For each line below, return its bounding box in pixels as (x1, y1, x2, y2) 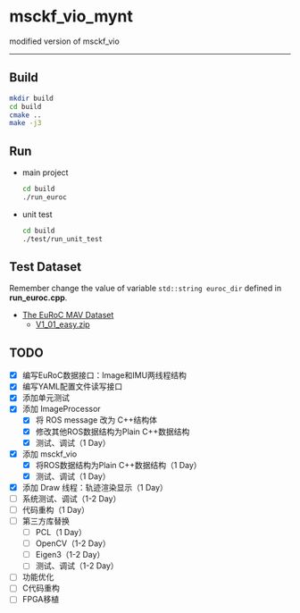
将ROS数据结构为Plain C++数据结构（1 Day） (35, 459, 203, 470)
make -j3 (9, 119, 42, 128)
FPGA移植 (21, 594, 60, 605)
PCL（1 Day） (35, 527, 87, 538)
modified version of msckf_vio (9, 36, 121, 46)
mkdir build (9, 94, 54, 103)
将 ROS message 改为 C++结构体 (35, 415, 158, 425)
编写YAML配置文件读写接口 (21, 382, 123, 392)
